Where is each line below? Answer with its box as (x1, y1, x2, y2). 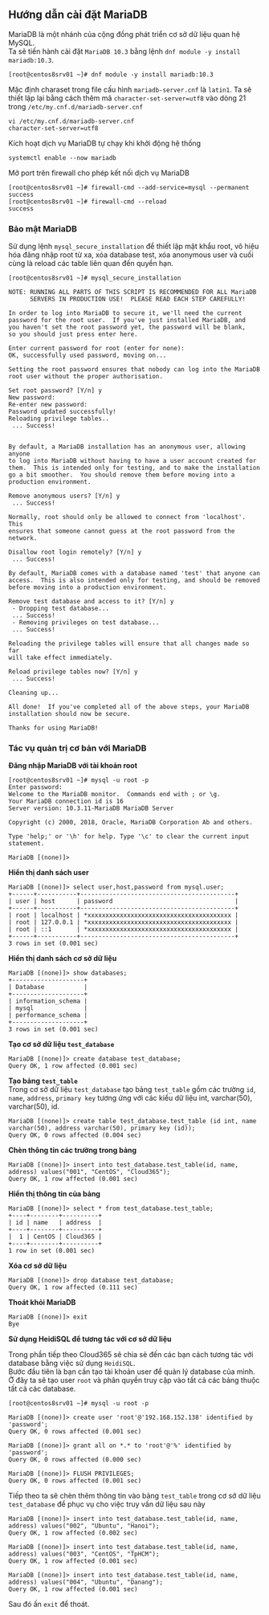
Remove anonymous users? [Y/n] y (8, 492, 120, 501)
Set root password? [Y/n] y (8, 386, 103, 395)
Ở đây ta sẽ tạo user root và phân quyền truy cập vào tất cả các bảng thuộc (8, 1376, 260, 1385)
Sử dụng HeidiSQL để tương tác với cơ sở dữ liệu (8, 1335, 172, 1344)
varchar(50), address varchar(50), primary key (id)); (8, 1124, 196, 1133)
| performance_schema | (8, 1012, 88, 1020)
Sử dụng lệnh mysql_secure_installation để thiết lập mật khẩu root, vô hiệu (8, 242, 259, 251)
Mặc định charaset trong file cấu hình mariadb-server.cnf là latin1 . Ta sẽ (8, 84, 252, 94)
